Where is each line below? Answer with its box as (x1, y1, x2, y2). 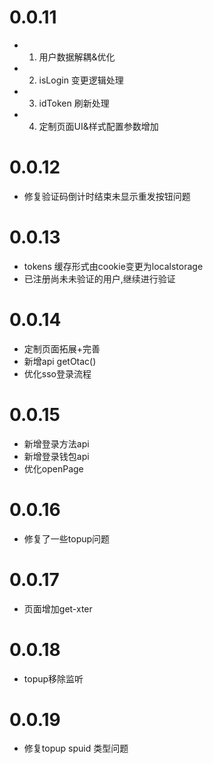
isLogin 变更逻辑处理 (38, 74, 124, 86)
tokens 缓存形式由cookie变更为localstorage (23, 260, 204, 272)
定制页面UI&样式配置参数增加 (38, 120, 159, 132)
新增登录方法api (23, 437, 90, 450)
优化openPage (23, 462, 84, 475)
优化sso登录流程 (23, 367, 92, 380)
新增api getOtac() (23, 355, 97, 367)
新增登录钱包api (23, 450, 90, 462)
